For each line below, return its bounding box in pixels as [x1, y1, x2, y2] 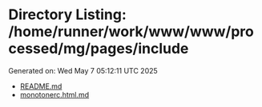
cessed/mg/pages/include [8, 40, 189, 57]
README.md [19, 81, 62, 91]
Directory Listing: [8, 6, 127, 24]
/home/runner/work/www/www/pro [8, 22, 254, 41]
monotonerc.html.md [19, 89, 90, 99]
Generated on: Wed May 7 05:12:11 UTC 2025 [8, 65, 158, 75]
